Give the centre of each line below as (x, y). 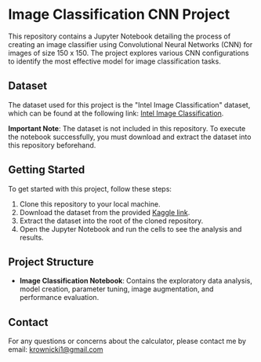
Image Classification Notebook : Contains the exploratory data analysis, (136, 281)
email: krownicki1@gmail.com (56, 349)
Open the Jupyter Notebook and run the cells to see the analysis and (130, 229)
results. (32, 237)
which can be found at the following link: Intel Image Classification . (116, 113)
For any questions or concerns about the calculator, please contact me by (127, 341)
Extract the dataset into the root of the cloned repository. (111, 221)
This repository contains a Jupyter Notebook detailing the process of (120, 36)
